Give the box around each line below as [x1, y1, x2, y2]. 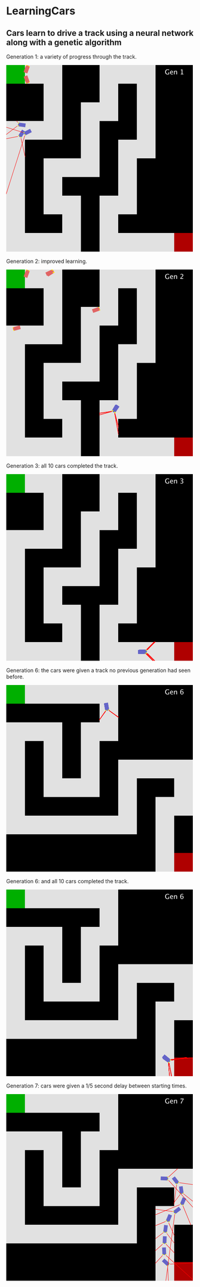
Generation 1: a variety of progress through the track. [6, 53, 137, 60]
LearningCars [6, 4, 76, 18]
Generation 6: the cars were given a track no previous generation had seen [6, 667, 191, 674]
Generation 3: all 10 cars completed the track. [6, 462, 118, 469]
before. [6, 673, 24, 680]
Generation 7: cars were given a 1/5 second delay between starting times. [6, 1082, 187, 1089]
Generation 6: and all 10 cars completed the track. [6, 878, 129, 884]
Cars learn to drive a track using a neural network [6, 28, 194, 38]
